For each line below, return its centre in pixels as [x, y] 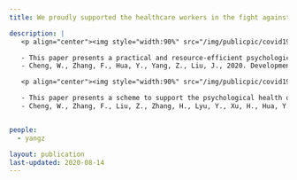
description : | [37, 33]
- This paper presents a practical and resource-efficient [132, 58]
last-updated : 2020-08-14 [57, 162]
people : [23, 129]
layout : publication [47, 154]
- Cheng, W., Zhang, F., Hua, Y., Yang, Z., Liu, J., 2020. [134, 66]
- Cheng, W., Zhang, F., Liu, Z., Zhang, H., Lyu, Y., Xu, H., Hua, [149, 106]
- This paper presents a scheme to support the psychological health [152, 98]
